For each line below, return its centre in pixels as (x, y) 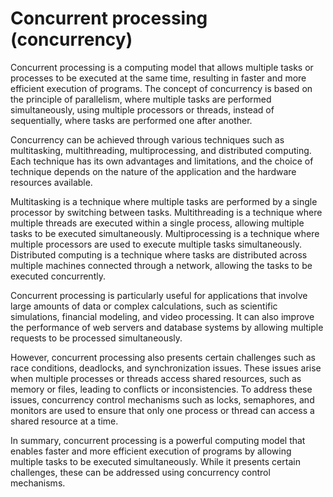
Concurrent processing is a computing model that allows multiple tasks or (162, 67)
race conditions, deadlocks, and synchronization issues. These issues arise (166, 368)
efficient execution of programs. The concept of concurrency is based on (161, 88)
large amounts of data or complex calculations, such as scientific (144, 306)
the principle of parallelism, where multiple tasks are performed (141, 99)
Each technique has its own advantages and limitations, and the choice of (162, 161)
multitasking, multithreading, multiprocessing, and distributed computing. (161, 150)
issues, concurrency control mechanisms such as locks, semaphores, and (162, 399)
